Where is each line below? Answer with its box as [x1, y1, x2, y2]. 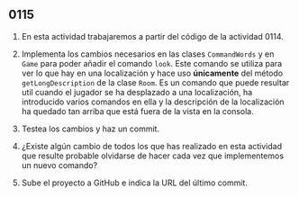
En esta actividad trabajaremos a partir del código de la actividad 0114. [21, 31, 285, 41]
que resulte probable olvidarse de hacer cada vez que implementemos [21, 150, 285, 161]
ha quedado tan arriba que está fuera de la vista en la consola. [21, 105, 254, 116]
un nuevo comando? [21, 159, 98, 170]
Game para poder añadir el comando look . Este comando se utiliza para [21, 58, 283, 68]
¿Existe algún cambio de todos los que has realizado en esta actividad [21, 140, 283, 151]
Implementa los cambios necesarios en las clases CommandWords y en [21, 49, 275, 59]
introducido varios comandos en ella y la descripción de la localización [21, 96, 285, 107]
